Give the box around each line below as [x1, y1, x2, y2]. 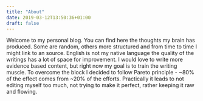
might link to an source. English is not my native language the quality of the [6, 50, 194, 57]
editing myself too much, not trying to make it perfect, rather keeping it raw [6, 82, 194, 89]
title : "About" [6, 8, 45, 15]
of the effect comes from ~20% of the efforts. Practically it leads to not [6, 75, 184, 82]
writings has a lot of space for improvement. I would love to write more [6, 56, 184, 64]
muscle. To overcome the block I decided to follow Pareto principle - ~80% [6, 69, 194, 76]
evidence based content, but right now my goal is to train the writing [6, 62, 177, 70]
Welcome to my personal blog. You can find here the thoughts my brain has [6, 37, 196, 44]
